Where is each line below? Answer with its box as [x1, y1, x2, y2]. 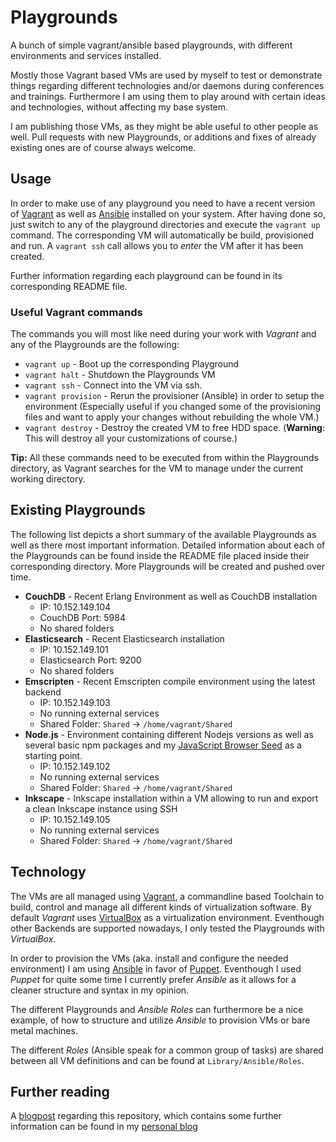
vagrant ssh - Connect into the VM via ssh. [24, 379, 203, 391]
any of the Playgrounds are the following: [10, 339, 180, 351]
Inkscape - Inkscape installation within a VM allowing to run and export [24, 792, 319, 804]
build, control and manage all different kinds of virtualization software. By [10, 901, 312, 913]
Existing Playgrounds [10, 502, 146, 519]
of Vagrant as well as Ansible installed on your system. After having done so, [10, 207, 326, 220]
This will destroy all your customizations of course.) [24, 432, 238, 445]
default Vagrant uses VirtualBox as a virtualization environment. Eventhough [10, 911, 325, 923]
